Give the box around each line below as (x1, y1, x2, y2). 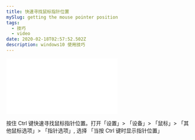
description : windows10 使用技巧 (6, 42, 86, 48)
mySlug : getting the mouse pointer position (6, 14, 118, 20)
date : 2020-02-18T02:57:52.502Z (6, 36, 86, 42)
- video (11, 31, 31, 37)
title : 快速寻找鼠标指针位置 (6, 8, 70, 15)
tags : (6, 20, 20, 26)
